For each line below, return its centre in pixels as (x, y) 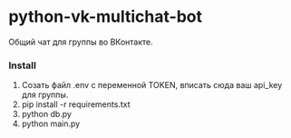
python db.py (46, 114)
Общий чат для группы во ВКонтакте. (81, 42)
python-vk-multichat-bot (106, 17)
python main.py (51, 123)
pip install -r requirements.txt (76, 104)
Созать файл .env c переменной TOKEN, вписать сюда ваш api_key (152, 85)
